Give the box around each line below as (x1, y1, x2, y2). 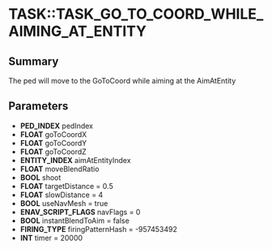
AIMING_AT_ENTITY (8, 22, 147, 41)
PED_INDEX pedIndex (19, 121, 93, 131)
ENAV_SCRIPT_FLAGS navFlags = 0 (19, 207, 141, 217)
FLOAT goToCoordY (19, 138, 87, 148)
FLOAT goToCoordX (19, 129, 87, 139)
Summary (8, 54, 59, 68)
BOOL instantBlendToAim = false (19, 216, 130, 225)
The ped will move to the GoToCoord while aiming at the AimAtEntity (8, 76, 236, 85)
